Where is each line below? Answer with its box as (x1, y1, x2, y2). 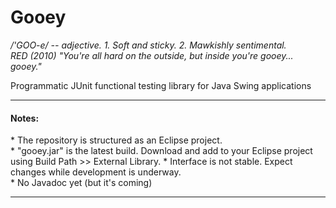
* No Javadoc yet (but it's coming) (10, 177, 153, 189)
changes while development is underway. (10, 166, 182, 178)
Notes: (10, 112, 40, 124)
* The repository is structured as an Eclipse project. (10, 134, 223, 146)
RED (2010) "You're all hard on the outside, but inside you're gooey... (10, 49, 294, 61)
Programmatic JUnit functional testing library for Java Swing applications (10, 79, 312, 91)
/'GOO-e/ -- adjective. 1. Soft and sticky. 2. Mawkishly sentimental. (10, 39, 287, 51)
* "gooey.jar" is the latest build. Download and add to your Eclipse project (10, 145, 313, 157)
